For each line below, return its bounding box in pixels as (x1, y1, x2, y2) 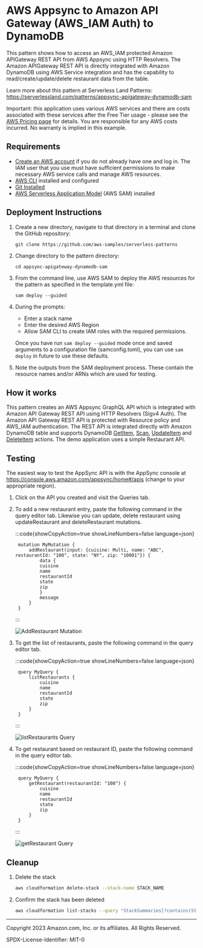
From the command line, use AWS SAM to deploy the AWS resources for (14, 274, 195, 282)
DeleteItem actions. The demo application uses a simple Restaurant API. (6, 436, 185, 443)
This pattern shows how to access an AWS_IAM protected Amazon (6, 49, 173, 56)
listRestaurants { (28, 674, 76, 680)
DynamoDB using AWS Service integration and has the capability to (6, 68, 174, 76)
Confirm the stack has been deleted (14, 895, 105, 903)
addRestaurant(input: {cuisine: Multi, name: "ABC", (28, 547, 164, 553)
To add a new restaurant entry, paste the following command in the (14, 506, 182, 513)
